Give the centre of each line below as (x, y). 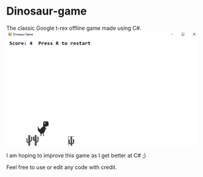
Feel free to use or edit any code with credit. (62, 167)
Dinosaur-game (46, 11)
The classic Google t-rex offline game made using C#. (74, 28)
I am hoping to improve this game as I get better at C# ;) (76, 155)
